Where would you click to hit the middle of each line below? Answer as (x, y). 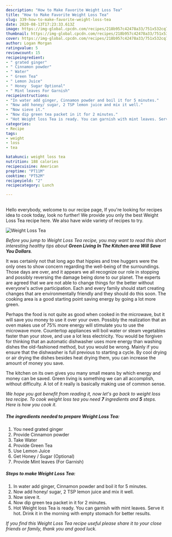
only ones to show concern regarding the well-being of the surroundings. (83, 266)
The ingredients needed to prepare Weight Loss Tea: (63, 416)
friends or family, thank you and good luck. (51, 529)
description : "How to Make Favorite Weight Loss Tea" (64, 10)
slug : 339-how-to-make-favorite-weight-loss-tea (58, 19)
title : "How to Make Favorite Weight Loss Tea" (57, 15)
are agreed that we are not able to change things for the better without (80, 283)
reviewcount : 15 (23, 53)
